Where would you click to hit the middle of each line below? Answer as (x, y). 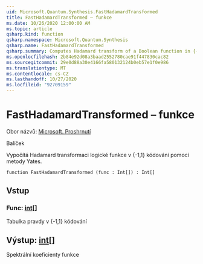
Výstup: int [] (31, 240)
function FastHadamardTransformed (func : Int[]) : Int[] (81, 172)
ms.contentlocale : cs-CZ (37, 74)
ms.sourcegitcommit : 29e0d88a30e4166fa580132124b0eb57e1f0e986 (88, 62)
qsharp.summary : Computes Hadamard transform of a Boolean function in (98, 51)
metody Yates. (24, 161)
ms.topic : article (29, 29)
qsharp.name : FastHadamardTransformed (55, 46)
